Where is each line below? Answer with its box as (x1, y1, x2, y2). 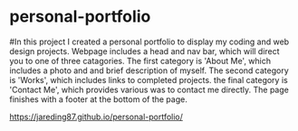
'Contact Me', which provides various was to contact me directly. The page (9, 84, 290, 95)
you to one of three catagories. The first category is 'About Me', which (9, 55, 272, 66)
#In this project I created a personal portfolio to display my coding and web (9, 36, 290, 47)
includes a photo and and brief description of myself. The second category (9, 65, 290, 76)
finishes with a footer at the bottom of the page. (9, 93, 187, 105)
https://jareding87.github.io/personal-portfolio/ (9, 111, 184, 122)
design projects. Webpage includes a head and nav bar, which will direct (9, 45, 280, 56)
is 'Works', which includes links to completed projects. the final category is (9, 74, 288, 85)
